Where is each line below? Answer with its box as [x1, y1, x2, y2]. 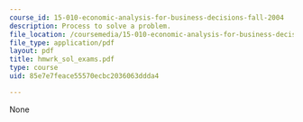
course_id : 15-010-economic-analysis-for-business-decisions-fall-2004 [9, 13, 284, 22]
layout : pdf [9, 47, 54, 56]
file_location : [9, 30, 67, 39]
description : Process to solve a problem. [9, 22, 171, 30]
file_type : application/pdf [9, 38, 115, 48]
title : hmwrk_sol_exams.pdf [9, 55, 115, 64]
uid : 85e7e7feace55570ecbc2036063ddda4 [9, 72, 160, 81]
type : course [9, 64, 59, 73]
